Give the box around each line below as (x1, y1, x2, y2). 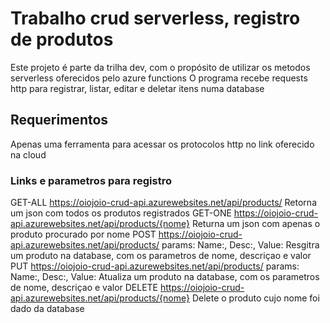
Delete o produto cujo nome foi (191, 292, 320, 304)
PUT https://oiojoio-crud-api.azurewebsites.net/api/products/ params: (10, 260, 300, 272)
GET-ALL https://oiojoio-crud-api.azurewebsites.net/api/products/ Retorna (10, 197, 317, 209)
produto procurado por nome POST (10, 228, 157, 241)
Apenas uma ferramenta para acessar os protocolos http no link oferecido (10, 138, 315, 150)
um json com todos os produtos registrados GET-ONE (10, 207, 232, 219)
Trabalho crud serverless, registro (10, 7, 301, 30)
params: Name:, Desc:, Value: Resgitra (161, 239, 320, 251)
